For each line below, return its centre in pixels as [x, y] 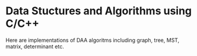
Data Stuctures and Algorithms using [99, 11]
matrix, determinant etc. [35, 46]
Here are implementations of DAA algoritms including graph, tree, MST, [93, 40]
